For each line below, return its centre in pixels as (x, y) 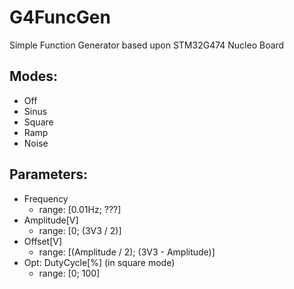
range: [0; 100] (69, 273)
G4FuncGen (60, 17)
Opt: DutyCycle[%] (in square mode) (99, 262)
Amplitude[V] (51, 220)
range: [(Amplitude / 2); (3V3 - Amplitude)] (127, 252)
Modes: (33, 76)
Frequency (46, 198)
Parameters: (48, 174)
